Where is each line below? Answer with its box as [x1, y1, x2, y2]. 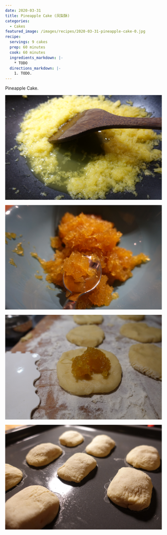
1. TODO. [14, 71, 32, 76]
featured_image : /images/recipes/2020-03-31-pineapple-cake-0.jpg [5, 29, 146, 34]
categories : [5, 18, 30, 23]
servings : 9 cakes [9, 40, 48, 45]
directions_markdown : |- [9, 66, 61, 71]
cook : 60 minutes [9, 50, 46, 55]
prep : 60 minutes [9, 45, 46, 50]
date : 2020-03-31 [5, 8, 41, 13]
